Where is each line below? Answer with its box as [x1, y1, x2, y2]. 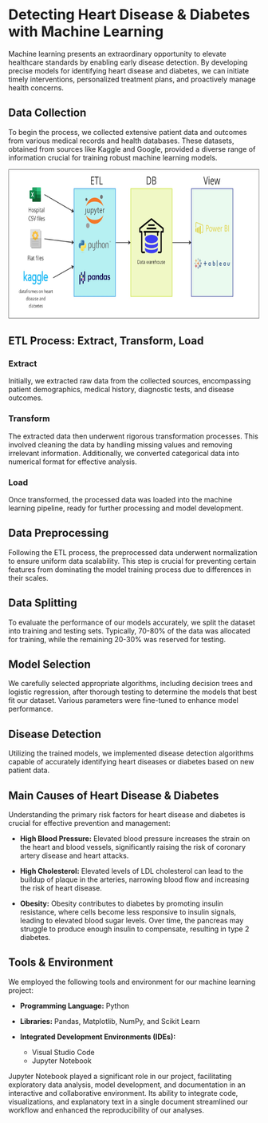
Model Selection [8, 657, 92, 672]
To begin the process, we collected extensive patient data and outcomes [8, 127, 247, 137]
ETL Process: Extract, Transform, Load [8, 334, 204, 348]
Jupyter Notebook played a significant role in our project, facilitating [8, 1071, 232, 1081]
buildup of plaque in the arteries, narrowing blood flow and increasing [19, 875, 250, 884]
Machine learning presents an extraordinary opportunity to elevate [8, 49, 227, 58]
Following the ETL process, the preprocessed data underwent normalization [8, 547, 258, 557]
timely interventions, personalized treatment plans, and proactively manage [8, 74, 257, 84]
